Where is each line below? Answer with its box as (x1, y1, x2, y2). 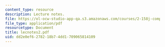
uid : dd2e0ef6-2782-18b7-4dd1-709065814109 (5, 35, 96, 40)
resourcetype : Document (5, 25, 54, 30)
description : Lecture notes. (5, 12, 65, 17)
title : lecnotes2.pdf (5, 30, 50, 35)
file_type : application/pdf (5, 21, 63, 26)
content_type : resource (5, 7, 54, 12)
